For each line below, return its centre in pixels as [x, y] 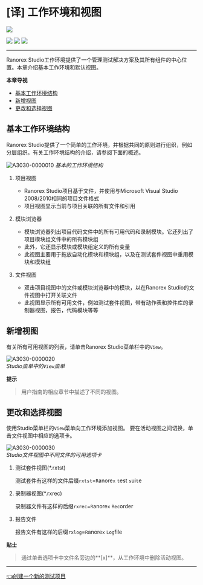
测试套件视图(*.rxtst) [40, 468]
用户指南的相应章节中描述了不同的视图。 [71, 392]
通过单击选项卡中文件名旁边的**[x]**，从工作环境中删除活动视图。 [104, 558]
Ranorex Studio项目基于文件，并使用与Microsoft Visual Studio [101, 190]
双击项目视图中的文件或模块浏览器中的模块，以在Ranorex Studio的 [106, 287]
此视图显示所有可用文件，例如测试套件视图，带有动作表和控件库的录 [109, 302]
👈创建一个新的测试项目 [36, 576]
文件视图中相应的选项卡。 [43, 436]
